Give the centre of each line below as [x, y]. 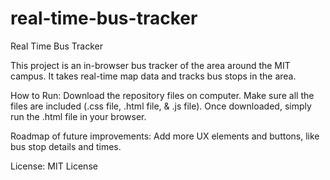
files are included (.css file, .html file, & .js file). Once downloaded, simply [161, 106]
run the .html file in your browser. [78, 116]
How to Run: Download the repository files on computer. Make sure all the [162, 95]
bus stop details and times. [66, 146]
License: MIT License [54, 166]
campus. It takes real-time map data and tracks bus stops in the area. [153, 76]
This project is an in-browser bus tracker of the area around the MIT [150, 65]
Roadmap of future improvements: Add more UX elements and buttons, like [165, 136]
